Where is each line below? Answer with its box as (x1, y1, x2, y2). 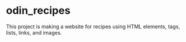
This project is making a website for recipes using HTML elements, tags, (6, 23, 180, 30)
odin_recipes (6, 4, 71, 17)
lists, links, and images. (6, 29, 63, 36)
